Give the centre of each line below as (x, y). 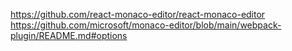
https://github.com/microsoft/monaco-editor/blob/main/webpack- (146, 25)
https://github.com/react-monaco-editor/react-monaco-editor (138, 14)
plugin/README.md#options (69, 35)
